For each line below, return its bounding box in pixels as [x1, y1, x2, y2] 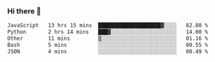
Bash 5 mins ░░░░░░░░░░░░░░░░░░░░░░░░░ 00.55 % [7, 41, 209, 48]
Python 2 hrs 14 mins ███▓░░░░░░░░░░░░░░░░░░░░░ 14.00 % [7, 29, 209, 36]
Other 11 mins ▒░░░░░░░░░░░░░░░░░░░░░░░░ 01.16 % [7, 35, 209, 42]
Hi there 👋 [7, 6, 42, 16]
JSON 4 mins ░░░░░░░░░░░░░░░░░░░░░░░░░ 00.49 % [7, 48, 209, 55]
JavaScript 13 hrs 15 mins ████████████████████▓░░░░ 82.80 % [7, 22, 209, 29]
